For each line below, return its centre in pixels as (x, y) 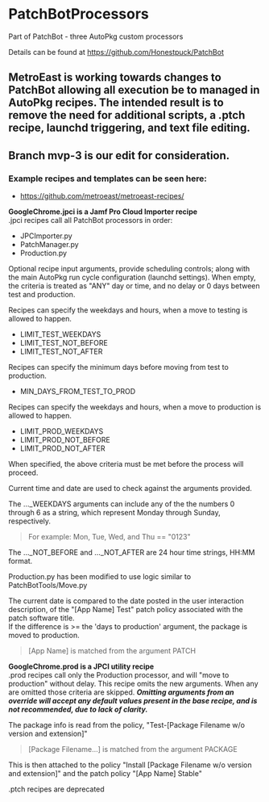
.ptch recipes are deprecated (56, 789)
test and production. (42, 295)
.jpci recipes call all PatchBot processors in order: (91, 220)
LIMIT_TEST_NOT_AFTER (61, 351)
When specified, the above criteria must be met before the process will (126, 464)
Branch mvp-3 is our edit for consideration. (119, 155)
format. (21, 561)
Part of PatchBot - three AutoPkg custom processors (96, 36)
